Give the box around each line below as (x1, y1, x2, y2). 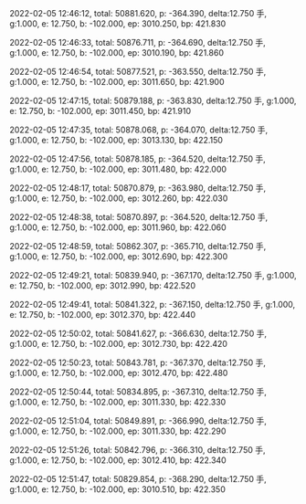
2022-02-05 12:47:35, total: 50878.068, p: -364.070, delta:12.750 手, (9, 124, 269, 135)
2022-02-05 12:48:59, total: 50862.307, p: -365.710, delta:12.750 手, (9, 241, 267, 251)
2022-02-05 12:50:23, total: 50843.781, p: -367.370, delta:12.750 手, (9, 357, 267, 368)
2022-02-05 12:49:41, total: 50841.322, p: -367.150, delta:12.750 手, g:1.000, (9, 299, 296, 310)
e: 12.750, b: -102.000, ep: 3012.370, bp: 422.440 (9, 310, 196, 320)
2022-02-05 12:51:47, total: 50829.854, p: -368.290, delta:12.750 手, (9, 474, 267, 484)
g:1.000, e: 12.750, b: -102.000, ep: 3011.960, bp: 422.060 (9, 222, 227, 233)
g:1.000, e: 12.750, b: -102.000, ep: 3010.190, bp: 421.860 (9, 47, 224, 58)
